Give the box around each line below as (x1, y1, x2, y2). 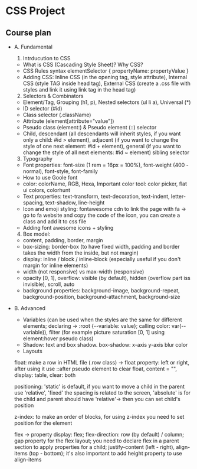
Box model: (22, 230, 51, 237)
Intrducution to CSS (22, 55, 71, 61)
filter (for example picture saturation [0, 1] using (49, 329, 165, 336)
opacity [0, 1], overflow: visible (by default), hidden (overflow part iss (22, 275, 191, 281)
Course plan (5, 28, 51, 38)
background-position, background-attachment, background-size (22, 294, 180, 300)
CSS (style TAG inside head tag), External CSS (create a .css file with (22, 80, 191, 87)
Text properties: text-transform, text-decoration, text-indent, (22, 193, 170, 200)
